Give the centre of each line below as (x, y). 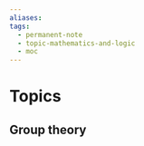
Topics (35, 97)
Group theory (48, 129)
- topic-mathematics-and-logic (77, 43)
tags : (19, 26)
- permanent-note (50, 34)
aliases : (26, 18)
